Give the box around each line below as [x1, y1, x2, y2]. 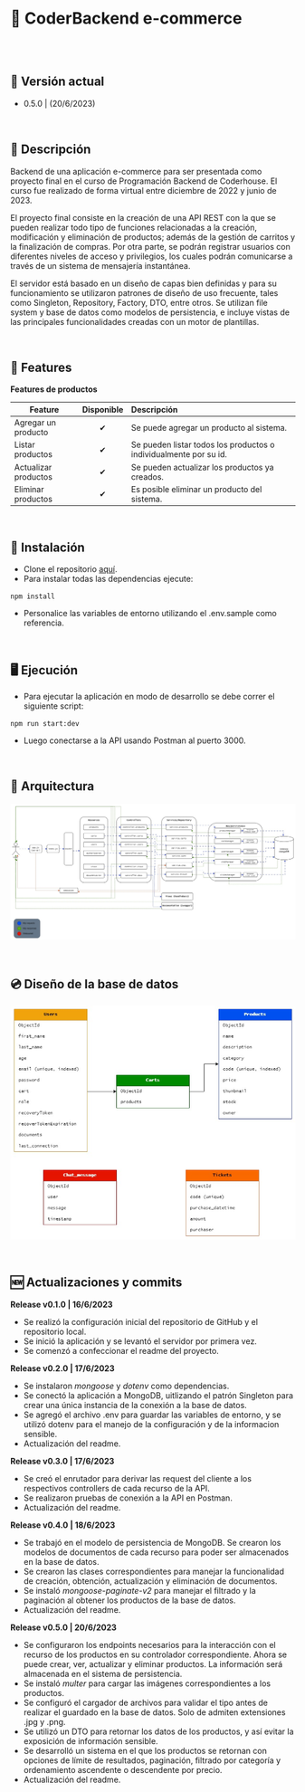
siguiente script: [23, 701, 84, 711]
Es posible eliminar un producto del [130, 483, 262, 494]
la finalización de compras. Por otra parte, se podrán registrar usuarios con [10, 241, 291, 252]
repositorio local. [23, 1326, 87, 1337]
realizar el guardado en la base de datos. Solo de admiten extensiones [23, 1706, 286, 1718]
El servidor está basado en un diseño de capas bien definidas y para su [10, 278, 277, 289]
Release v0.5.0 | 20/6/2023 [10, 1622, 117, 1633]
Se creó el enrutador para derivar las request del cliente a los [23, 1473, 253, 1483]
